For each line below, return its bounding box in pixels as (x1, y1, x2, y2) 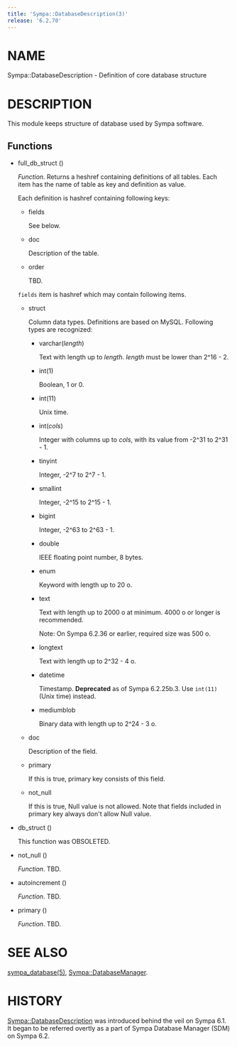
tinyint (38, 457, 57, 465)
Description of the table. (28, 249, 99, 258)
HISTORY (7, 993, 63, 1009)
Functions (7, 140, 53, 152)
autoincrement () (17, 879, 67, 887)
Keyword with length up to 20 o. (38, 580, 133, 590)
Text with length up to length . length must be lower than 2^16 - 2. (38, 353, 229, 362)
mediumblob (38, 706, 76, 715)
